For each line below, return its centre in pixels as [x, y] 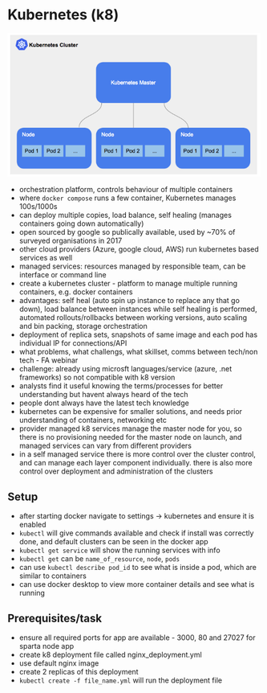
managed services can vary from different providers [105, 446]
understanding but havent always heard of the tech [104, 395]
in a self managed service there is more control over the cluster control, [137, 454]
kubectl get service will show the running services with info [120, 550]
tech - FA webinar [49, 360]
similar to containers [53, 576]
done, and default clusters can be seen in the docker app [114, 542]
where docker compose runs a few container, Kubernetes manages [127, 198]
